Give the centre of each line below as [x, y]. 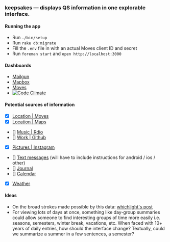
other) [19, 163]
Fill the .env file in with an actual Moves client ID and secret [75, 48]
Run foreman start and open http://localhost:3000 [67, 54]
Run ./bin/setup [30, 38]
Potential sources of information [40, 104]
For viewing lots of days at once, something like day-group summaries [86, 212]
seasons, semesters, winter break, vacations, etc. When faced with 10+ [87, 223]
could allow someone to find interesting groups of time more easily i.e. [86, 218]
